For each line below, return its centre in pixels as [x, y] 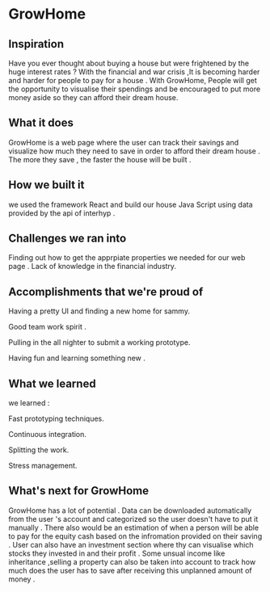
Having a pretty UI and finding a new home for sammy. [99, 311]
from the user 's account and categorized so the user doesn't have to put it [133, 519]
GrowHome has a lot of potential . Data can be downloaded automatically [130, 510]
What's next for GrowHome [79, 491]
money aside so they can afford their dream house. [93, 97]
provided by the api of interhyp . [62, 213]
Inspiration [36, 44]
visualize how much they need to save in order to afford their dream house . [134, 151]
